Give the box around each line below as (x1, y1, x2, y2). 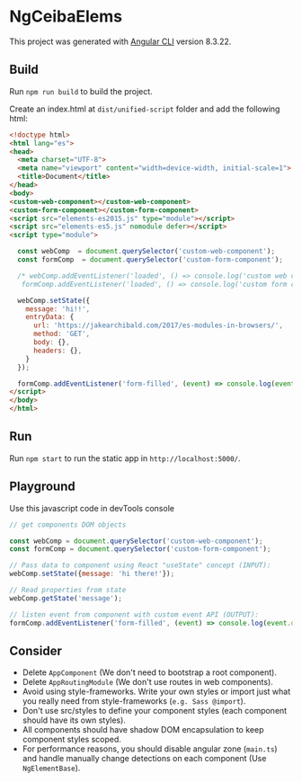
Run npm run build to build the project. (9, 85, 153, 96)
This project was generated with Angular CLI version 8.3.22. (9, 36, 232, 47)
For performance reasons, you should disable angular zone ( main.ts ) (22, 743, 278, 754)
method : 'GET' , (32, 330, 91, 339)
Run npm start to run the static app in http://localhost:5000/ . (9, 452, 241, 464)
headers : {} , (32, 346, 83, 355)
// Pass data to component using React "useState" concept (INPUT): (9, 561, 271, 570)
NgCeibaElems (9, 6, 123, 27)
